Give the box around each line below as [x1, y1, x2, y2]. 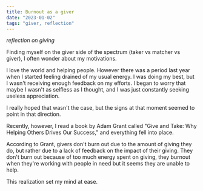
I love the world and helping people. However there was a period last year [6, 67, 191, 74]
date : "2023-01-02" [6, 15, 56, 21]
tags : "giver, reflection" [6, 20, 75, 26]
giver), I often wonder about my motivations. [6, 55, 117, 62]
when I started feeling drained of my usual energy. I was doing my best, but [6, 73, 195, 81]
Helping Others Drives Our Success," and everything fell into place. [6, 129, 174, 136]
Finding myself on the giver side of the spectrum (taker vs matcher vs [6, 49, 181, 56]
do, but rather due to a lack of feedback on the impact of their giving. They [6, 147, 193, 155]
